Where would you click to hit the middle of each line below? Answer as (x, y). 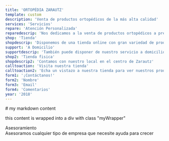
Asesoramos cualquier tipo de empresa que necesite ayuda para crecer (79, 133)
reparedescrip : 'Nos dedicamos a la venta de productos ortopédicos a (81, 33)
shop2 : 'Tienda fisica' (30, 57)
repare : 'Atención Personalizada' (41, 29)
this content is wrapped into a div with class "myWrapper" (65, 118)
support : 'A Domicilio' (30, 47)
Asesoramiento (21, 128)
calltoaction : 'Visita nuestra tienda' (47, 66)
